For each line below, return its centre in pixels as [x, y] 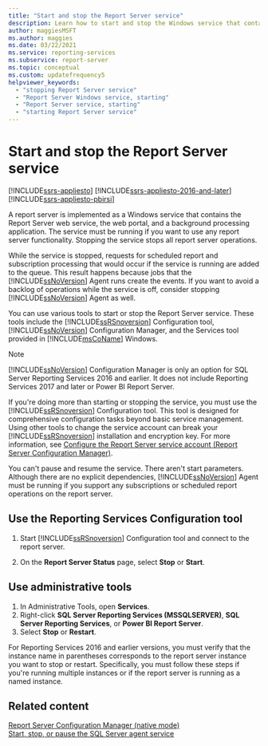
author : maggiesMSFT [43, 30]
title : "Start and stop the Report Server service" [96, 16]
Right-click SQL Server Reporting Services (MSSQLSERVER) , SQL [130, 614]
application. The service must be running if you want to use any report [124, 231]
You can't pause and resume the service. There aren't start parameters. [126, 468]
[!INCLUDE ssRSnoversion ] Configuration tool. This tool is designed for [124, 410]
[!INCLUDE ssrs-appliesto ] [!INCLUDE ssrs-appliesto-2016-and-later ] [120, 190]
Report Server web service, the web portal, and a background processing [129, 223]
